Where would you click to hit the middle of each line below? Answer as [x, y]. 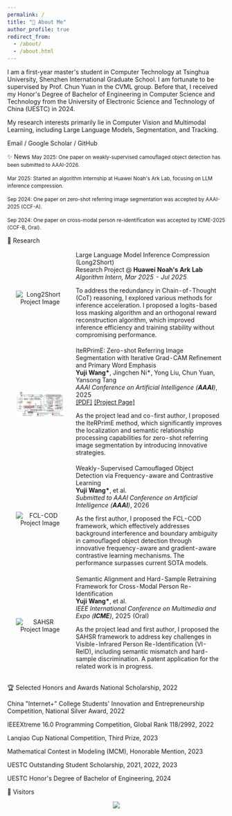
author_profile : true [38, 29]
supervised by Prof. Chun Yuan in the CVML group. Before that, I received [113, 87]
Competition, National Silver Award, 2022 [66, 711]
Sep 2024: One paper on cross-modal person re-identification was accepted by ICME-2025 [116, 220]
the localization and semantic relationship [135, 430]
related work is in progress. [115, 666]
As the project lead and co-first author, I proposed [148, 416]
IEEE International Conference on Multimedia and [146, 608]
